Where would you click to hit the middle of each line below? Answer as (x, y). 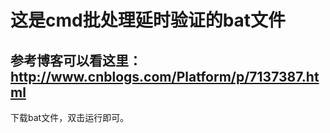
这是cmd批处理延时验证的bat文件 (148, 20)
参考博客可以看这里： (76, 60)
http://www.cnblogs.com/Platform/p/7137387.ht (165, 76)
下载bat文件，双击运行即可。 (70, 117)
